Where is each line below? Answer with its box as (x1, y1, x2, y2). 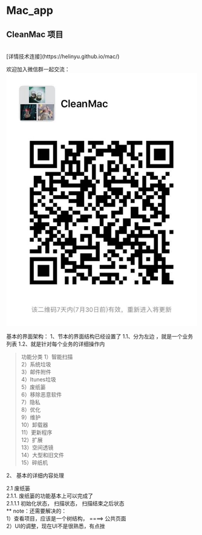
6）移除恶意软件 (21, 391, 62, 398)
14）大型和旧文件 (21, 452, 65, 458)
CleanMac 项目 (6, 29, 64, 39)
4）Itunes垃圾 (21, 376, 56, 383)
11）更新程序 (21, 429, 53, 436)
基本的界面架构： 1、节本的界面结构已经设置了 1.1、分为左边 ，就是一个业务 (6, 333, 194, 340)
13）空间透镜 (21, 444, 54, 451)
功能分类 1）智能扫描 (21, 353, 73, 360)
